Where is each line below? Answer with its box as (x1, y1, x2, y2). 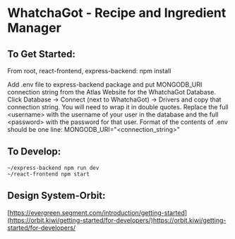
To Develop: (7, 146, 61, 158)
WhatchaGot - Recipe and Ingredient (7, 5, 227, 21)
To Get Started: (7, 48, 76, 60)
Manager (7, 20, 61, 36)
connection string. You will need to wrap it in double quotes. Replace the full (7, 103, 229, 111)
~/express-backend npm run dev (7, 164, 100, 171)
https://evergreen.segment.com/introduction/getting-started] (9, 208, 188, 216)
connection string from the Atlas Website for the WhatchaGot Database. (7, 88, 217, 96)
